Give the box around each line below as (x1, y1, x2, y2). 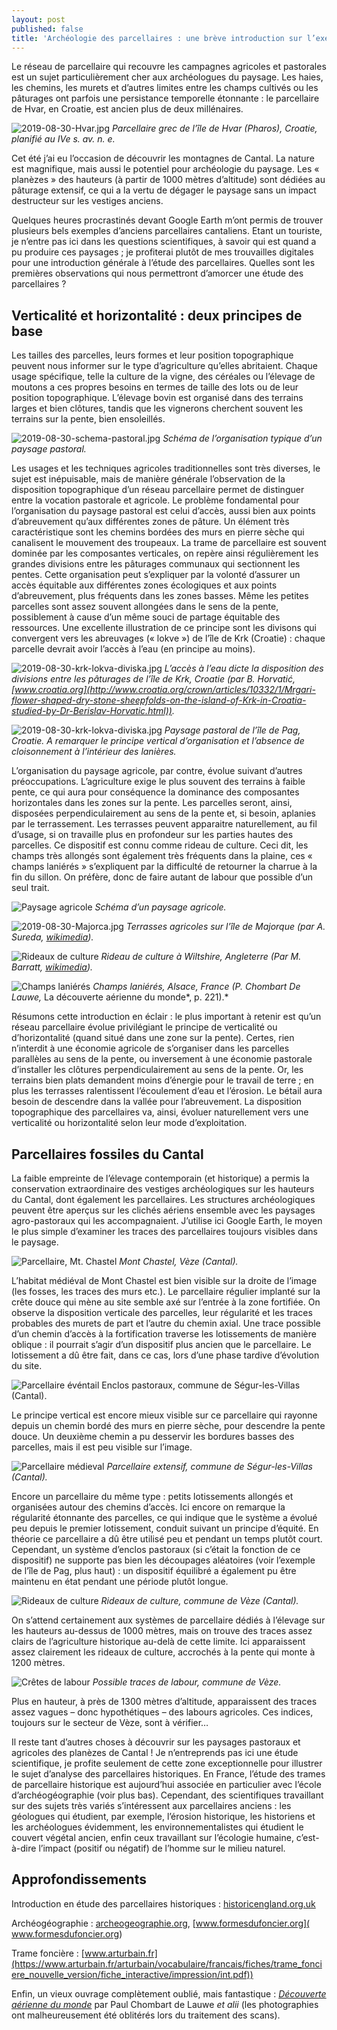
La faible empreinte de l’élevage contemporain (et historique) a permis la (11, 1172, 310, 1184)
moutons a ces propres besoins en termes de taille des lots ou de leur (11, 381, 299, 393)
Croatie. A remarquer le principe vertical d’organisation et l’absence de (11, 735, 305, 747)
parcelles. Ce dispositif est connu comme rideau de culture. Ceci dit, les (11, 839, 309, 851)
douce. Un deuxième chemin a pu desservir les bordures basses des (11, 1431, 295, 1442)
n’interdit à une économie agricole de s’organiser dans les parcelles (11, 1042, 290, 1055)
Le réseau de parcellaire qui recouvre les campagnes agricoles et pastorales (11, 61, 327, 73)
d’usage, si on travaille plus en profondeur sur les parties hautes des (11, 829, 294, 841)
